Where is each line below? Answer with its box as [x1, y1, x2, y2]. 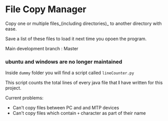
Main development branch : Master [5, 45, 79, 51]
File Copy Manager [5, 4, 87, 15]
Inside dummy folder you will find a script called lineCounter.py [5, 70, 135, 76]
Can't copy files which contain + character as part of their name [12, 110, 146, 116]
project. [5, 85, 22, 91]
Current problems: [5, 95, 44, 101]
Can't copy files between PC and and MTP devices [12, 105, 119, 111]
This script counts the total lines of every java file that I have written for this [5, 80, 163, 86]
